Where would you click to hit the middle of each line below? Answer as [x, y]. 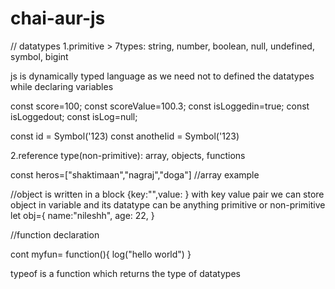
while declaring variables [62, 86]
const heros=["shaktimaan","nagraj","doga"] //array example [135, 174]
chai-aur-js [58, 18]
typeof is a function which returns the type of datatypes [125, 273]
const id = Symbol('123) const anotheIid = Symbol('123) [125, 136]
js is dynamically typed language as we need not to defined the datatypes [162, 76]
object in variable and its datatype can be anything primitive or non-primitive [168, 204]
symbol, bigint [39, 56]
